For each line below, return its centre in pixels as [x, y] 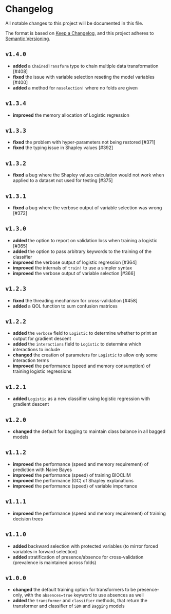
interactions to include [36, 350]
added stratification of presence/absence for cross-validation [78, 557]
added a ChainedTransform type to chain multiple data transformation [85, 66]
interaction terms [31, 360]
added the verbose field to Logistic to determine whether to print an [85, 333]
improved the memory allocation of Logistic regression [71, 115]
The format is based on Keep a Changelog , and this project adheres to [80, 33]
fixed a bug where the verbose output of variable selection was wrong [87, 208]
